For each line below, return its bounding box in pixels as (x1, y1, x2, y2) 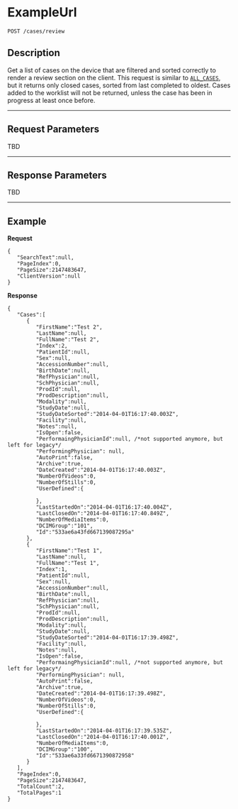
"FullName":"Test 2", (35, 336, 100, 343)
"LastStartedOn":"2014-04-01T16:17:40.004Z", (35, 504, 173, 511)
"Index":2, (35, 342, 69, 350)
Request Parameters (7, 123, 100, 136)
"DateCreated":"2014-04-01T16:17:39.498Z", (35, 690, 166, 698)
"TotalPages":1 (16, 789, 62, 797)
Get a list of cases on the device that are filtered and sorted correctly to (7, 65, 216, 75)
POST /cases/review (7, 28, 65, 35)
